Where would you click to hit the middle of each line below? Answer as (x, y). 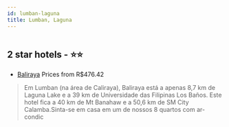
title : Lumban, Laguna (40, 20)
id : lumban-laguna (33, 13)
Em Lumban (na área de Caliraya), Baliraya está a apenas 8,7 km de (119, 88)
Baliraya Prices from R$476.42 (61, 74)
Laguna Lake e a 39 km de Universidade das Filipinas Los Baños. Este (123, 95)
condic (34, 117)
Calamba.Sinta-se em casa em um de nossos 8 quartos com (109, 110)
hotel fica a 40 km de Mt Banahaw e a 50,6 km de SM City (106, 102)
